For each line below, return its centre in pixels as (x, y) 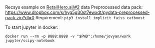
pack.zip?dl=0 (20, 18)
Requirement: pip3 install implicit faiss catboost (90, 18)
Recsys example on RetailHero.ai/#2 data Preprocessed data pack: (74, 7)
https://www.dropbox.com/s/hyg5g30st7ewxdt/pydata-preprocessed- (77, 12)
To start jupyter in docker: (32, 27)
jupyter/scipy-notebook (30, 41)
